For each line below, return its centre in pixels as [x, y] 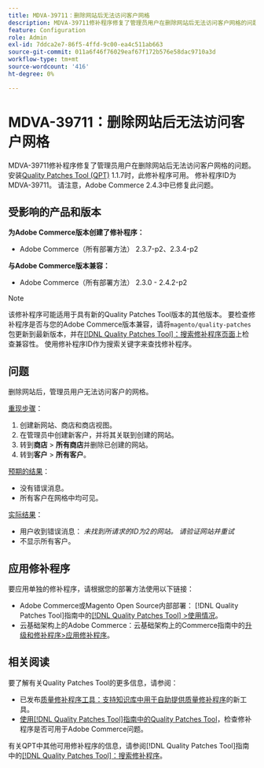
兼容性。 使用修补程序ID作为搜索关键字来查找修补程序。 [105, 344]
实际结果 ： [26, 515]
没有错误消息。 [44, 488]
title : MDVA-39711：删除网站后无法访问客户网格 [79, 15]
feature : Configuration [47, 30]
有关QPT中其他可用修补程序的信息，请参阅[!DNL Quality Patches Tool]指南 [129, 745]
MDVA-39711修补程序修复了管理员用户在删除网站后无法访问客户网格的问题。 [132, 165]
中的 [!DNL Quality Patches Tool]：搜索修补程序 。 [88, 755]
